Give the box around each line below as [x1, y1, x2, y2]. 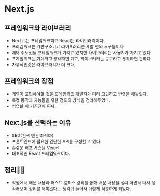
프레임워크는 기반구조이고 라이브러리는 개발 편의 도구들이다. [11, 44, 125, 49]
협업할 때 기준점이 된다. [11, 103, 56, 109]
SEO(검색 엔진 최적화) [11, 132, 54, 138]
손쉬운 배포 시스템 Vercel [11, 144, 60, 151]
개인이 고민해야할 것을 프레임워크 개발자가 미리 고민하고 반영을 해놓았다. [11, 91, 148, 97]
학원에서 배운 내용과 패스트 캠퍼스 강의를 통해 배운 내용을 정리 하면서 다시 [11, 180, 151, 186]
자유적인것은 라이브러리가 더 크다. [11, 62, 76, 67]
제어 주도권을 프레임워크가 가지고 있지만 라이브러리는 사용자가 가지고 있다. [11, 50, 152, 55]
